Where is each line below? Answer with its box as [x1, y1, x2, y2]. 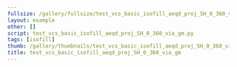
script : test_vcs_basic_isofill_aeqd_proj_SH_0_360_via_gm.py [7, 29, 194, 37]
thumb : [7, 43, 27, 50]
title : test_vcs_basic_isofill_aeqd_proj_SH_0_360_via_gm [7, 50, 181, 57]
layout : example [7, 17, 55, 24]
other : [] [7, 23, 37, 30]
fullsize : [7, 10, 37, 17]
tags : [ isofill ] [7, 36, 55, 43]
